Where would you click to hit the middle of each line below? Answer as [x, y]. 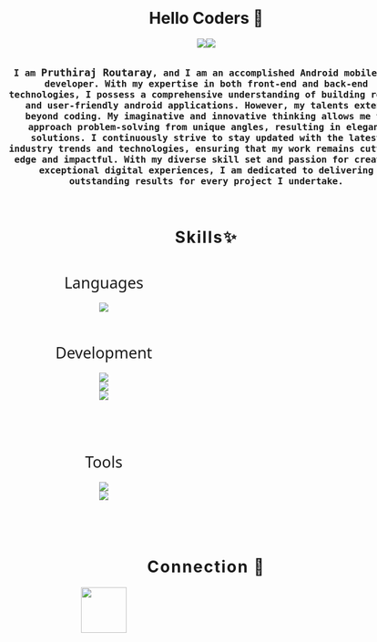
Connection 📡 [206, 567]
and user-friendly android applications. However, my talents [187, 105]
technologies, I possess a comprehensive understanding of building [187, 94]
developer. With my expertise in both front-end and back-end [206, 83]
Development [104, 353]
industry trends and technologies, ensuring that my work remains [182, 148]
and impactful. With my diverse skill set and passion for [195, 159]
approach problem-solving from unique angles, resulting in [184, 127]
